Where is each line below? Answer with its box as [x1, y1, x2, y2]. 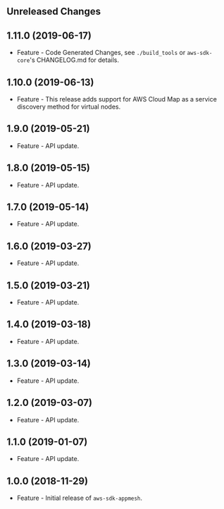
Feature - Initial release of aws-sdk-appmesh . [16, 493, 142, 503]
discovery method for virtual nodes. [16, 102, 121, 111]
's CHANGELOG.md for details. [30, 56, 119, 64]
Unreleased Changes [6, 6, 101, 18]
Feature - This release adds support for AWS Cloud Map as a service [16, 95, 218, 104]
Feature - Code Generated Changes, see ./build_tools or [16, 49, 186, 57]
